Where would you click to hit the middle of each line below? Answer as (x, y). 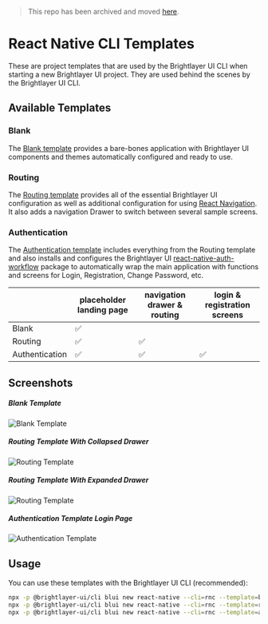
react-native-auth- (204, 258)
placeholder (102, 300)
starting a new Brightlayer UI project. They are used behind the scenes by (130, 74)
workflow (24, 267)
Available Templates (60, 108)
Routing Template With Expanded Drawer (79, 480)
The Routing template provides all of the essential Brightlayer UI (113, 194)
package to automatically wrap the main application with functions (150, 267)
